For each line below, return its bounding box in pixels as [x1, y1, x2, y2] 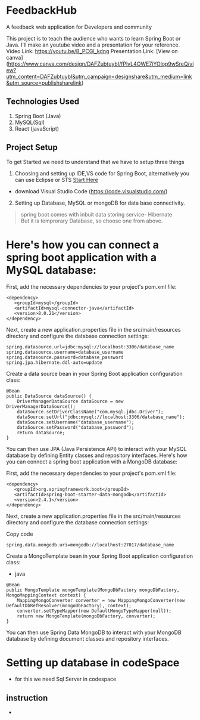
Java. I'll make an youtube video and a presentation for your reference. [6, 41, 180, 48]
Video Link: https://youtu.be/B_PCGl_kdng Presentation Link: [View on [6, 47, 178, 54]
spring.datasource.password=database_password [6, 354, 124, 360]
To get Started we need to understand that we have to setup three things [6, 158, 185, 165]
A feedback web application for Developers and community [6, 23, 152, 30]
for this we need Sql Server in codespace [14, 675, 117, 683]
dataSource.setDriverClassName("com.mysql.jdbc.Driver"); [17, 409, 164, 415]
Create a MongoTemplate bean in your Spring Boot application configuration [6, 552, 193, 560]
